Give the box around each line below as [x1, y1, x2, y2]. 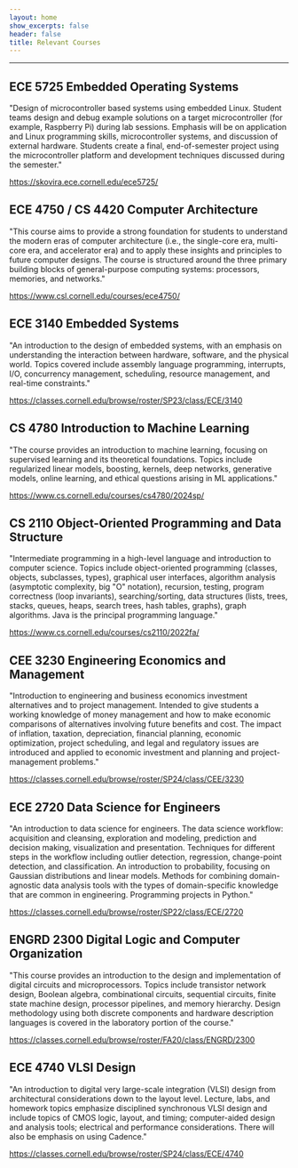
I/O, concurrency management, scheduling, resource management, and [9, 368, 271, 379]
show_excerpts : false [9, 21, 90, 30]
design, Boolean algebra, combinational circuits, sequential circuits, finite [9, 988, 277, 999]
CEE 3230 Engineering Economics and [9, 653, 226, 668]
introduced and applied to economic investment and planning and [9, 747, 250, 758]
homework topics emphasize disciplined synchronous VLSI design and [9, 1102, 268, 1113]
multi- [256, 235, 279, 246]
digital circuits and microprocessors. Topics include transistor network [9, 979, 267, 990]
